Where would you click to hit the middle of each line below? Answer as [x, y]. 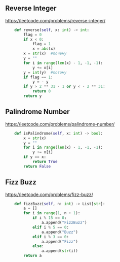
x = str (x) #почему [45, 54]
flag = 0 [33, 35]
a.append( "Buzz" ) [60, 232]
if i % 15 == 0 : [49, 218]
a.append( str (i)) [60, 251]
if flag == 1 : [38, 77]
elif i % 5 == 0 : [51, 227]
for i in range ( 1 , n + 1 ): [52, 213]
